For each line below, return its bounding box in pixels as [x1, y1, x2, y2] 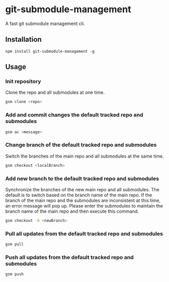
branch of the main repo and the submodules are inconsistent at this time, [5, 197, 161, 203]
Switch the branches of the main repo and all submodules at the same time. [5, 153, 164, 159]
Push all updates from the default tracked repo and [5, 253, 134, 261]
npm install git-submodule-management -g [5, 48, 95, 54]
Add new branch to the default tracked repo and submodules [5, 175, 159, 182]
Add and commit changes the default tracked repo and [5, 111, 143, 118]
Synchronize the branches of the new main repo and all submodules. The [5, 186, 160, 192]
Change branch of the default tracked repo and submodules [5, 141, 157, 148]
